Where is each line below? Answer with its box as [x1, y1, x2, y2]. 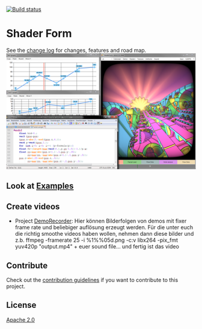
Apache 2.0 [6, 316, 35, 323]
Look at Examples [6, 181, 74, 191]
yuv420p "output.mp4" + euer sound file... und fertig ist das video [14, 243, 179, 250]
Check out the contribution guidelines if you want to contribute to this [6, 277, 179, 284]
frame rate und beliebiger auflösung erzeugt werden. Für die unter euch [14, 224, 194, 231]
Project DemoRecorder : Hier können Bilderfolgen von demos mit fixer [14, 217, 187, 225]
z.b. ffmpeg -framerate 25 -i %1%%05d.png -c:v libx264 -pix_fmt [14, 236, 179, 244]
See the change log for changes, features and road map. [6, 46, 147, 54]
